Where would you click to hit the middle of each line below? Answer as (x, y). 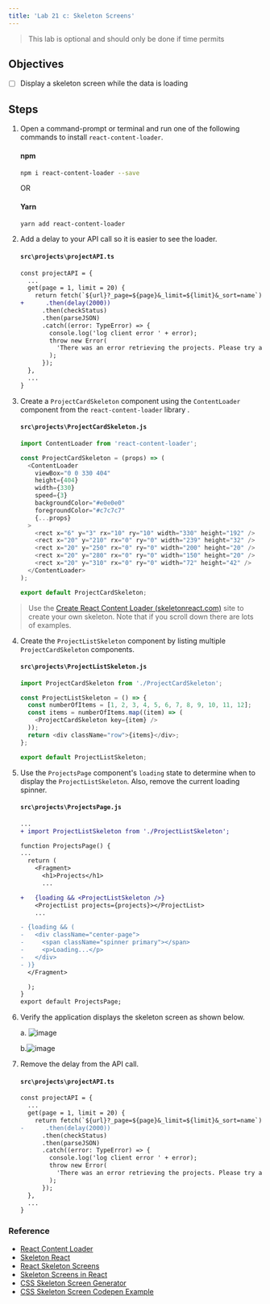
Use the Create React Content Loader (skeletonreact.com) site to (136, 608)
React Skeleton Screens (60, 1265)
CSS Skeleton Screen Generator (73, 1283)
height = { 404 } (57, 480)
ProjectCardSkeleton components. (77, 649)
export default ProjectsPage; (71, 1002)
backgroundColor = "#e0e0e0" (80, 503)
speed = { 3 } (51, 496)
